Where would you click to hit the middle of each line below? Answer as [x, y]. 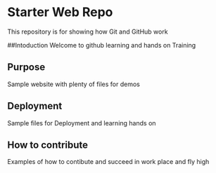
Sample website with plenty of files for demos [74, 84]
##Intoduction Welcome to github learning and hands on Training [102, 45]
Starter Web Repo [60, 12]
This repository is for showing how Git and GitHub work [88, 32]
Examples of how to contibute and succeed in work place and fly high [108, 162]
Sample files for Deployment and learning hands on [82, 123]
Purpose [26, 67]
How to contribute [48, 145]
